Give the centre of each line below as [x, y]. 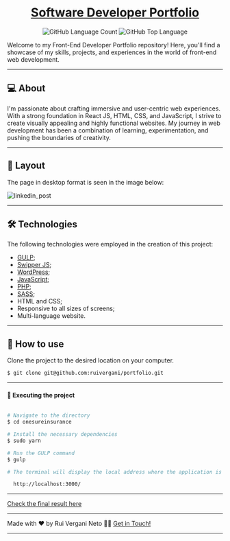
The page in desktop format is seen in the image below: [86, 182]
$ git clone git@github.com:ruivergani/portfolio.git [86, 373]
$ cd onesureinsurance [39, 422]
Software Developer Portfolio [115, 13]
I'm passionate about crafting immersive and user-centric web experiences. [114, 108]
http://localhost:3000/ [47, 484]
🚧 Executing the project [41, 395]
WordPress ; [34, 272]
